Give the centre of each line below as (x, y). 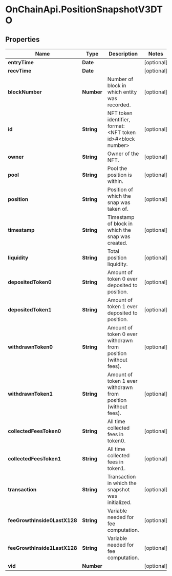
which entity (122, 92)
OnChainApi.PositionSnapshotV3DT (84, 10)
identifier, (119, 119)
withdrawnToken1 (30, 394)
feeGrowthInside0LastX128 (42, 520)
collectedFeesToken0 (35, 431)
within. (115, 181)
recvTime (20, 71)
